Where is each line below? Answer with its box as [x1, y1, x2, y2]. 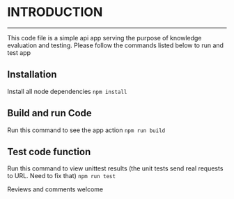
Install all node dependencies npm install [7, 87, 127, 95]
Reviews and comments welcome [7, 185, 103, 193]
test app [7, 48, 31, 56]
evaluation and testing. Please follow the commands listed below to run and [7, 41, 224, 49]
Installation [7, 69, 57, 81]
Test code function [7, 145, 91, 157]
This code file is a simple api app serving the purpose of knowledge [7, 33, 202, 42]
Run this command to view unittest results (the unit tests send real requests [7, 164, 224, 173]
